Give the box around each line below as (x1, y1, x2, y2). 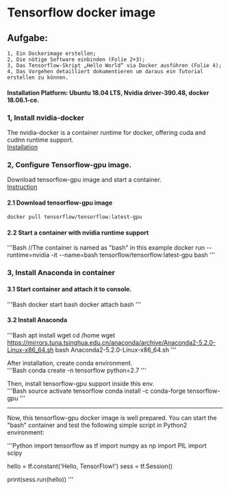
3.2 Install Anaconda (7, 316, 68, 324)
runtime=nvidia (7, 251, 50, 259)
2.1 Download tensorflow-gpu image (7, 198, 113, 207)
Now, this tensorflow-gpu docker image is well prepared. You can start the (7, 413, 217, 422)
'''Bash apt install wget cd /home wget (7, 331, 116, 339)
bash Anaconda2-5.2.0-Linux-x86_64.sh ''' (55, 346, 177, 354)
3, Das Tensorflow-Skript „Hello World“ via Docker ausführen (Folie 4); (7, 62, 222, 69)
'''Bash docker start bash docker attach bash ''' (7, 300, 142, 309)
